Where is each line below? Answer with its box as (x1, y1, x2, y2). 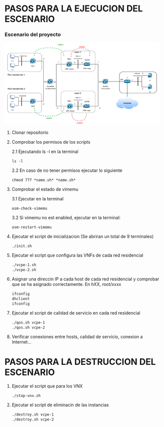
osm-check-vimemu (11, 206, 48, 211)
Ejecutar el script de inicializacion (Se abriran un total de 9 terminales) (11, 233, 154, 239)
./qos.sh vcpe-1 (11, 320, 45, 325)
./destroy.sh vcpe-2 (11, 417, 54, 422)
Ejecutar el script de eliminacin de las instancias (11, 402, 109, 408)
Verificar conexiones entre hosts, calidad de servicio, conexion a (11, 334, 143, 340)
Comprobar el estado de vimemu (11, 186, 79, 192)
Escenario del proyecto (4, 31, 61, 38)
